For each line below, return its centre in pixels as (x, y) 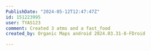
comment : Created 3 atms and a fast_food (58, 28)
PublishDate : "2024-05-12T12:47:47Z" (53, 12)
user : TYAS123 (23, 23)
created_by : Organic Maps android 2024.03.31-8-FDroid (75, 34)
